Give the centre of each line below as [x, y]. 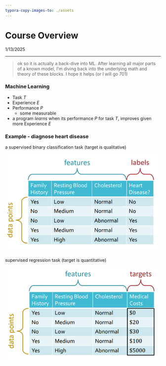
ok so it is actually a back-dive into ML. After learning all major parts [86, 63]
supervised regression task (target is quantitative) [56, 260]
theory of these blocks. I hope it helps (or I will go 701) [72, 74]
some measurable [38, 113]
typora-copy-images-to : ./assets [40, 10]
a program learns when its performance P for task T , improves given [82, 118]
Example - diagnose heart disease [47, 136]
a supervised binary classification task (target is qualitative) [66, 147]
